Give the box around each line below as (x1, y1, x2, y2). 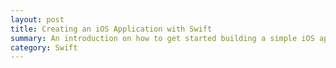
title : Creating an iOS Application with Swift (10, 24, 213, 34)
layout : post (10, 14, 65, 25)
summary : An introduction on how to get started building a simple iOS (10, 33, 315, 43)
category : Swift (10, 42, 78, 53)
